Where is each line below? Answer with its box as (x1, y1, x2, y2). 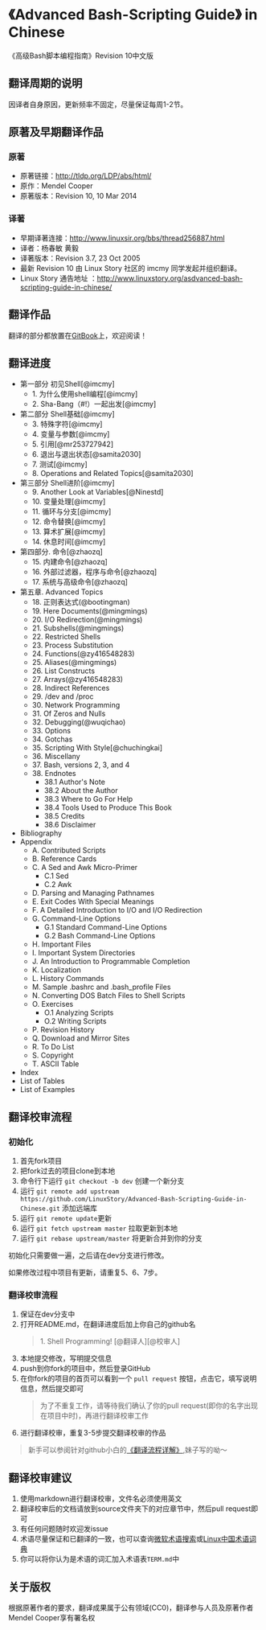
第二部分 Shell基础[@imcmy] (19, 409, 115, 419)
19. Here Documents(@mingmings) (31, 606, 148, 616)
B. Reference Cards (31, 854, 97, 864)
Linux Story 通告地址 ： (19, 273, 98, 283)
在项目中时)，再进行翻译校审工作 (39, 1411, 149, 1421)
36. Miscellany (31, 752, 80, 762)
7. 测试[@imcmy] (31, 459, 88, 470)
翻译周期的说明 (8, 76, 83, 90)
